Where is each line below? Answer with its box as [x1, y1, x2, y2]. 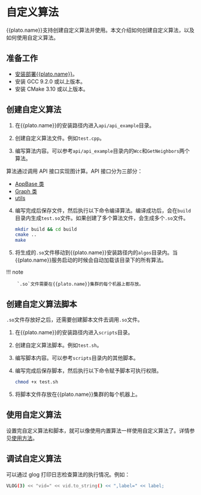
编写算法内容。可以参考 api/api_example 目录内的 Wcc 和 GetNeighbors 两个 [14, 147, 190, 154]
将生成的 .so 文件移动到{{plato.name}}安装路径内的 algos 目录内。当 [14, 249, 178, 256]
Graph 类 [14, 187, 38, 195]
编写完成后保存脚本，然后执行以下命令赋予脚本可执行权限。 [14, 367, 162, 374]
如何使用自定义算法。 [6, 34, 59, 41]
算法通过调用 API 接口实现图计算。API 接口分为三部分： [6, 167, 143, 175]
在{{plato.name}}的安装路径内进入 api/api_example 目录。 [14, 121, 155, 129]
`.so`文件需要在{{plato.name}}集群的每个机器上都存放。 [17, 281, 144, 287]
